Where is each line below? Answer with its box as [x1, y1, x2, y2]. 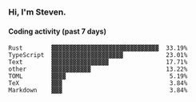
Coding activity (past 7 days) [8, 27, 106, 36]
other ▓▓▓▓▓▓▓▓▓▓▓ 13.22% [8, 65, 188, 74]
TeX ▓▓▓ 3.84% [8, 80, 188, 88]
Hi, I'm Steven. [8, 6, 66, 18]
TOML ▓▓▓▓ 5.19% [8, 72, 188, 80]
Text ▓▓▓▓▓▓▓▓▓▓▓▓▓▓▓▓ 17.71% [8, 59, 188, 67]
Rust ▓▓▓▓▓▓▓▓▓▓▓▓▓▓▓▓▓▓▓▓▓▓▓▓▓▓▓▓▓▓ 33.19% [8, 44, 188, 52]
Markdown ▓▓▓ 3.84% [8, 87, 188, 95]
